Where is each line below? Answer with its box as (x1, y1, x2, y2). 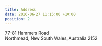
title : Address (5, 7, 36, 12)
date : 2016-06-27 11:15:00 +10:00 (5, 12, 76, 17)
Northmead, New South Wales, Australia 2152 (5, 35, 98, 41)
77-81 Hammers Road (5, 30, 49, 36)
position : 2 (5, 16, 30, 21)
